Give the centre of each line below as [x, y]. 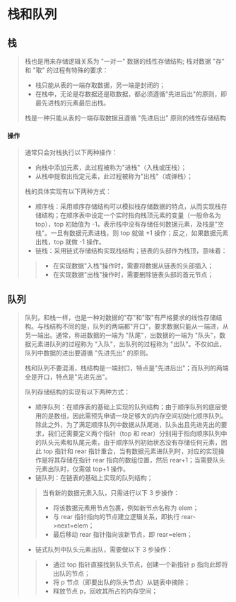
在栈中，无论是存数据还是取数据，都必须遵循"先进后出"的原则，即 [131, 94]
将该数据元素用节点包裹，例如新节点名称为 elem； [126, 508]
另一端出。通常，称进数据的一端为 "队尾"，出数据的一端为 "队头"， [122, 335]
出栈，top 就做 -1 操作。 [70, 242]
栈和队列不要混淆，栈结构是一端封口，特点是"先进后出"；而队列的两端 [126, 368]
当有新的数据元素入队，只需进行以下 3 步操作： [111, 493]
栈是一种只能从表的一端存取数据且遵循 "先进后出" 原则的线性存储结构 [125, 118]
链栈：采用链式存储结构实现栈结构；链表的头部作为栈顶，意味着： [131, 251]
